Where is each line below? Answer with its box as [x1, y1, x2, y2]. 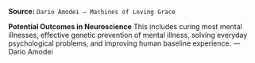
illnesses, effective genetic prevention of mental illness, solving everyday [8, 31, 248, 39]
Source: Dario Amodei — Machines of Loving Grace [8, 7, 176, 16]
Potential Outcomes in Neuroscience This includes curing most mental [8, 22, 242, 31]
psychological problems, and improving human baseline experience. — [8, 39, 241, 48]
